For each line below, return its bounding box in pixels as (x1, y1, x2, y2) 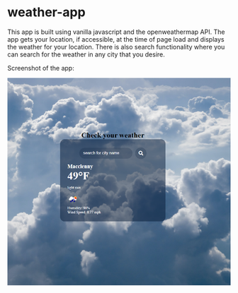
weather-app (7, 4, 86, 20)
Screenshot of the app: (7, 64, 74, 72)
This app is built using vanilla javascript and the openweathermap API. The (7, 28, 225, 36)
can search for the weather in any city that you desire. (7, 50, 165, 59)
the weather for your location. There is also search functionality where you (7, 42, 225, 51)
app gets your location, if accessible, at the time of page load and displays (7, 35, 225, 43)
